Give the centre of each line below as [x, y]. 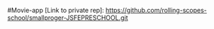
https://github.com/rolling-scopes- [156, 10]
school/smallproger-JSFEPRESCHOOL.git [68, 18]
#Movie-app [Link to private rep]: [56, 10]
